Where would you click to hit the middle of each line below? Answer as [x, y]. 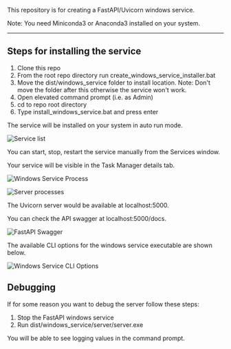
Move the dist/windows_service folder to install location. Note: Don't [114, 83]
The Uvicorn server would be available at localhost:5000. [88, 205]
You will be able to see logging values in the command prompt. [96, 338]
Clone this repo [38, 67]
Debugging [32, 287]
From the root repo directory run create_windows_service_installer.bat [116, 75]
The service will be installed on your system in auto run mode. [95, 125]
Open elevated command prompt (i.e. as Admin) [85, 97]
